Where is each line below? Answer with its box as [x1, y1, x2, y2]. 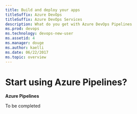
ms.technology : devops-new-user [5, 31, 73, 36]
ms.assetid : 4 [5, 36, 35, 41]
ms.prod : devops [5, 26, 39, 31]
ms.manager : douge [5, 41, 44, 46]
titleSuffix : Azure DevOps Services [5, 17, 82, 22]
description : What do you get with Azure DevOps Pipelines [5, 21, 132, 27]
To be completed [5, 103, 40, 109]
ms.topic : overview [5, 54, 47, 60]
